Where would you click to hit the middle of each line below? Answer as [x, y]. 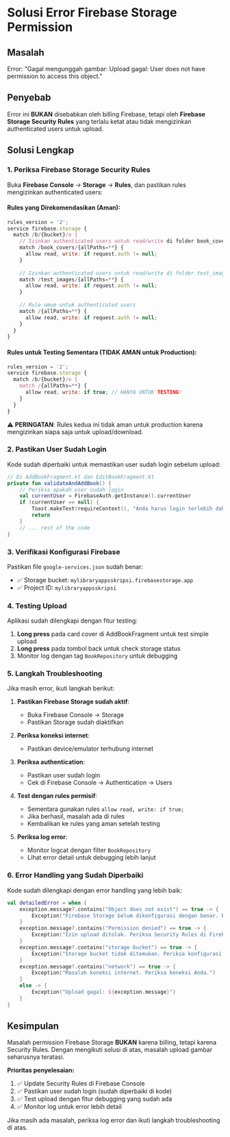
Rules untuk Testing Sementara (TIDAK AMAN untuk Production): [102, 352]
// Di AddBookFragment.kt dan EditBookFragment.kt [81, 477]
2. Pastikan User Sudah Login [57, 449]
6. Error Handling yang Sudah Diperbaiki [75, 875]
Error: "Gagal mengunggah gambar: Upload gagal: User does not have [106, 69]
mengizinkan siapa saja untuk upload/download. [75, 432]
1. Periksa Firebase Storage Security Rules [79, 170]
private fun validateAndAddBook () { [59, 483]
